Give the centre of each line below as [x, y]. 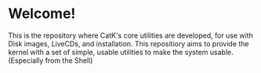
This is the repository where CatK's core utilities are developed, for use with [130, 35]
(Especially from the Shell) [51, 60]
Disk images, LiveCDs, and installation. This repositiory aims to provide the [129, 43]
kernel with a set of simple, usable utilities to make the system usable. [121, 52]
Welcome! [42, 14]
